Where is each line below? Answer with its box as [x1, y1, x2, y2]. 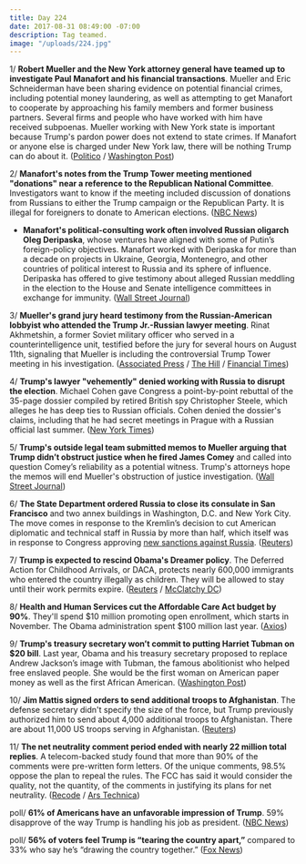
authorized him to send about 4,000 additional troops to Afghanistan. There [9, 714, 293, 725]
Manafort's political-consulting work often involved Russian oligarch [22, 225, 290, 236]
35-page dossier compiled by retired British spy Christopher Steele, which [9, 395, 289, 406]
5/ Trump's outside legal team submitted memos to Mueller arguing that [9, 442, 287, 453]
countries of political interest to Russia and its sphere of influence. [22, 263, 271, 274]
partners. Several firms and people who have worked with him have [9, 112, 263, 123]
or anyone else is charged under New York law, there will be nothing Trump [9, 141, 291, 152]
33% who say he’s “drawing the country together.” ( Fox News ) [9, 844, 243, 856]
